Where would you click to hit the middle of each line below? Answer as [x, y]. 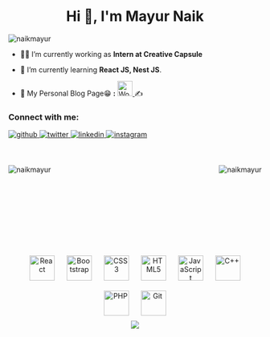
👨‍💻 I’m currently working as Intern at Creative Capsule [111, 54]
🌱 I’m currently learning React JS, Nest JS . [91, 69]
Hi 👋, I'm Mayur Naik [135, 16]
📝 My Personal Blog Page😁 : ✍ [81, 93]
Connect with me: [44, 117]
